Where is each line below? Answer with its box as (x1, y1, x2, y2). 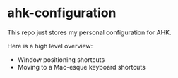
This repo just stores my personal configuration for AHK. (7, 28, 172, 37)
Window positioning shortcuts (17, 55, 105, 64)
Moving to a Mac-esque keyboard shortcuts (17, 63, 146, 71)
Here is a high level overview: (7, 41, 93, 50)
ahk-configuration (7, 5, 117, 21)
